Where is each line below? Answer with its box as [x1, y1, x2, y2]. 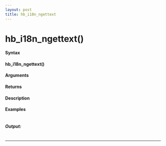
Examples [5, 106, 26, 112]
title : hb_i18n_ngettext [5, 12, 56, 17]
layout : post [5, 7, 32, 12]
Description [5, 95, 30, 101]
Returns [5, 84, 22, 90]
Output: [5, 123, 22, 129]
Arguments [5, 72, 29, 78]
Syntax [5, 50, 20, 56]
